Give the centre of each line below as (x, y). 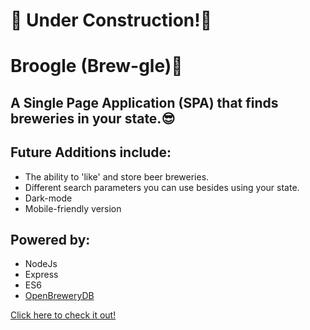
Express (41, 275)
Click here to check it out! (63, 315)
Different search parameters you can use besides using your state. (162, 187)
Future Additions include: (91, 152)
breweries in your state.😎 (93, 118)
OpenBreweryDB (59, 296)
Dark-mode (48, 198)
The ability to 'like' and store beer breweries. (117, 176)
